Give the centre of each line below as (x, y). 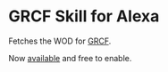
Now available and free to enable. (70, 58)
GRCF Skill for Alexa (84, 16)
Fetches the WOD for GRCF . (60, 41)
